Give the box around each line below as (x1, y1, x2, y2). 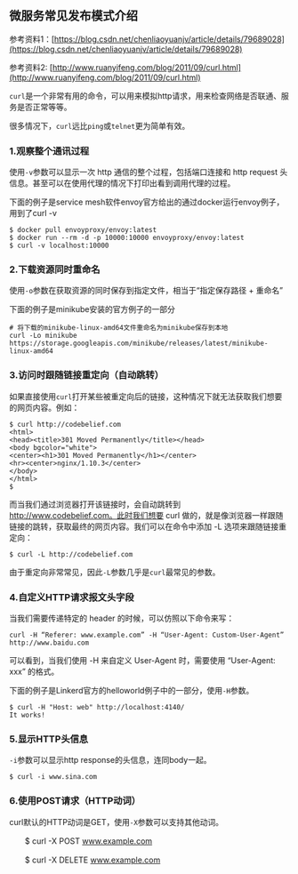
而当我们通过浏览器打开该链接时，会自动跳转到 (9, 499, 181, 509)
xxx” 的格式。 (9, 666, 60, 677)
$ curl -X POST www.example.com (24, 835, 153, 846)
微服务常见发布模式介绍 (9, 8, 138, 24)
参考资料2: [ (9, 61, 53, 73)
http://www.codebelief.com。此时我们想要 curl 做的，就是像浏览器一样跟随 (9, 509, 284, 520)
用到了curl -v (9, 208, 58, 219)
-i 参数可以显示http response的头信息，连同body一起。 (9, 755, 212, 766)
